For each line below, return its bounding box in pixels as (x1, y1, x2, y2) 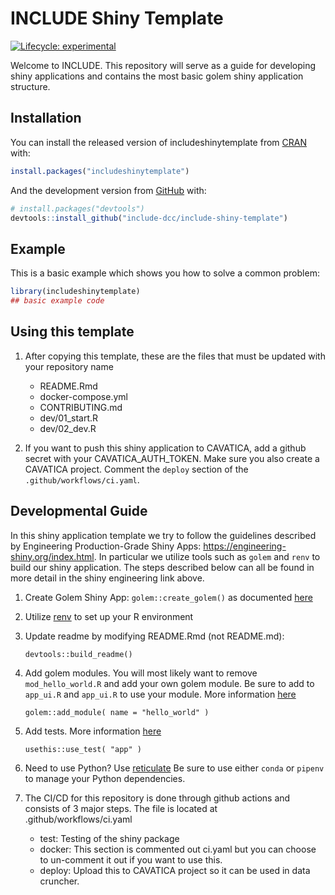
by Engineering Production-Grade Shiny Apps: (10, 540, 202, 552)
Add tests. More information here (24, 725, 162, 737)
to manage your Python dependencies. (24, 772, 186, 784)
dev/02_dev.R (39, 422, 97, 434)
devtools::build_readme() (24, 649, 133, 659)
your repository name (24, 360, 114, 372)
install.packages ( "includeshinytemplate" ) (10, 166, 190, 176)
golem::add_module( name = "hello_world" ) (24, 707, 210, 717)
